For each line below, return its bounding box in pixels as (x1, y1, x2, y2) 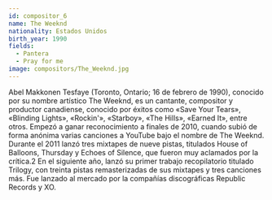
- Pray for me (15, 58, 64, 66)
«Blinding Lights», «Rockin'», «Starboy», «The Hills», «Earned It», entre (8, 113, 248, 123)
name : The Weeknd (8, 20, 68, 28)
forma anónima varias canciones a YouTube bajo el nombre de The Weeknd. (8, 130, 265, 140)
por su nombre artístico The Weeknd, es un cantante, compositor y (8, 95, 234, 106)
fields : (8, 42, 35, 50)
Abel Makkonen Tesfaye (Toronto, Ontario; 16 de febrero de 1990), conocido (8, 87, 265, 97)
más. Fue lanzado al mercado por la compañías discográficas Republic (8, 173, 246, 183)
